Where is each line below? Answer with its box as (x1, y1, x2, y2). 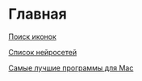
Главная (8, 5, 67, 23)
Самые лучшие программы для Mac (8, 62, 134, 73)
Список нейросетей (8, 47, 77, 57)
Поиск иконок (8, 32, 56, 41)
